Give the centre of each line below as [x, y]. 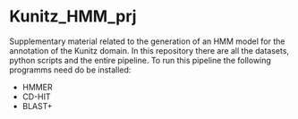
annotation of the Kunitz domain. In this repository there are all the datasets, [149, 50]
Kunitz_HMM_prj [73, 17]
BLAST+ [37, 106]
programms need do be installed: [70, 70]
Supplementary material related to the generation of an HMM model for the [147, 41]
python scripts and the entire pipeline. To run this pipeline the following [140, 60]
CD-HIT [36, 97]
